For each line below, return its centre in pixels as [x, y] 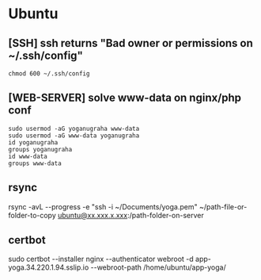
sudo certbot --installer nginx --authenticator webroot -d [101, 259]
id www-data [28, 156]
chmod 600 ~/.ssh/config [49, 74]
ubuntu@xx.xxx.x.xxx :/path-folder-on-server [131, 215]
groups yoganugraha [40, 149]
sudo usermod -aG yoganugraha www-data [74, 128]
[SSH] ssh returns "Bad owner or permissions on [130, 43]
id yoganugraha [33, 142]
